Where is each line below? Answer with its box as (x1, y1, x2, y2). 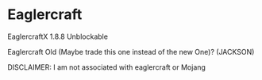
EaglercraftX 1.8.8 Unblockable (7, 32, 109, 41)
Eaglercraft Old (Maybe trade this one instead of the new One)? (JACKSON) (7, 47, 255, 56)
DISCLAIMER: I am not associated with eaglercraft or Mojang (7, 62, 206, 72)
